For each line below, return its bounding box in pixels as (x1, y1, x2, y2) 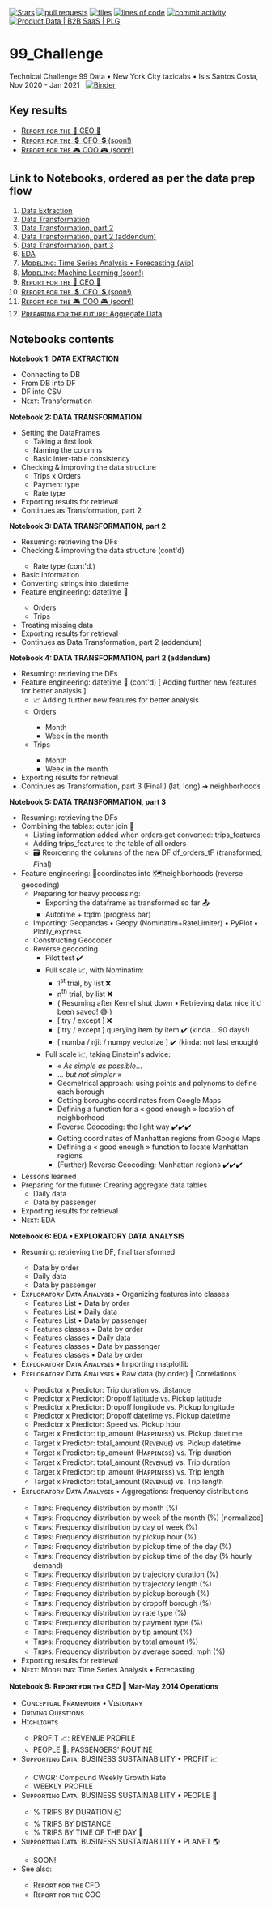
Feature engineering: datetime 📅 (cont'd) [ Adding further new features (20, 677, 257, 687)
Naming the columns (32, 445, 103, 455)
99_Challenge (9, 45, 104, 63)
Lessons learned (20, 1171, 77, 1181)
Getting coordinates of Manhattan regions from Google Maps (57, 1133, 261, 1143)
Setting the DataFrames (20, 428, 100, 438)
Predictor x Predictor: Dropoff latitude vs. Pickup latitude (32, 1393, 222, 1403)
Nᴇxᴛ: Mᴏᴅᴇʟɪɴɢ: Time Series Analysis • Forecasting (20, 1664, 195, 1674)
